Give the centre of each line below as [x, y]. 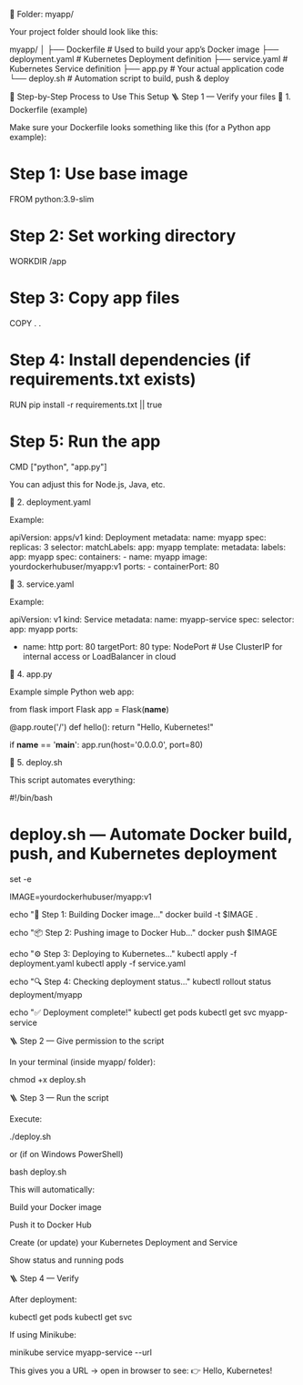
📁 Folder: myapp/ [42, 14]
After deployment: [43, 1299]
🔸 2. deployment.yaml [50, 502]
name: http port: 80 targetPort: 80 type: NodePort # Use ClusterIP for [152, 646]
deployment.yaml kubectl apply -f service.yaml [98, 963]
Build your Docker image [56, 1206]
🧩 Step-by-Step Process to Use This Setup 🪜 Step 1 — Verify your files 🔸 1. [150, 97]
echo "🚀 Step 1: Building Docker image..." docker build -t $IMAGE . [134, 914]
